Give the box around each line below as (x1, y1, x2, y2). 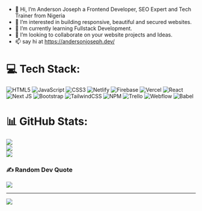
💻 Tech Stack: (6, 62, 81, 76)
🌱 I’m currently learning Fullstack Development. (14, 25, 132, 32)
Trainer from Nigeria (14, 12, 66, 19)
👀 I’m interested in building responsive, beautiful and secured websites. (14, 19, 192, 25)
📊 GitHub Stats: (6, 114, 88, 128)
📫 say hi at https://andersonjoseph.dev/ (14, 38, 115, 45)
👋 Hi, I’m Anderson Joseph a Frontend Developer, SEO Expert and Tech (14, 6, 191, 13)
